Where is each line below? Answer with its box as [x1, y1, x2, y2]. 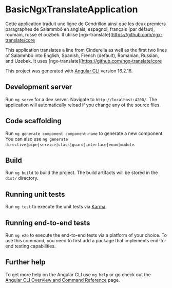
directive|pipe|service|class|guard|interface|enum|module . [5, 141, 136, 147]
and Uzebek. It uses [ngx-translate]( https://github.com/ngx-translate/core [5, 57, 162, 64]
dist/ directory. [5, 175, 39, 181]
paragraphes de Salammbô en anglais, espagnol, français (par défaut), [5, 26, 155, 32]
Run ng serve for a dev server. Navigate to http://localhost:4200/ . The [5, 96, 158, 102]
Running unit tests [5, 190, 65, 199]
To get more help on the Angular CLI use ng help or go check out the [5, 271, 151, 278]
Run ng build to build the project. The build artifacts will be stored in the [5, 169, 158, 176]
